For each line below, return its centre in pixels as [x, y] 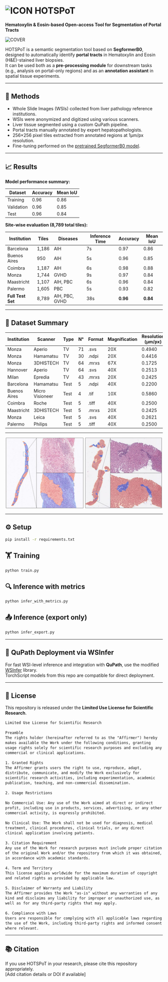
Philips [40, 424]
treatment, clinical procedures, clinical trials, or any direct [74, 828]
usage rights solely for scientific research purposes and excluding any [84, 748]
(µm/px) [153, 342]
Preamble [14, 733]
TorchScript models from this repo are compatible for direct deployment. [80, 675]
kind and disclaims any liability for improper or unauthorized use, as [82, 898]
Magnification [122, 339]
